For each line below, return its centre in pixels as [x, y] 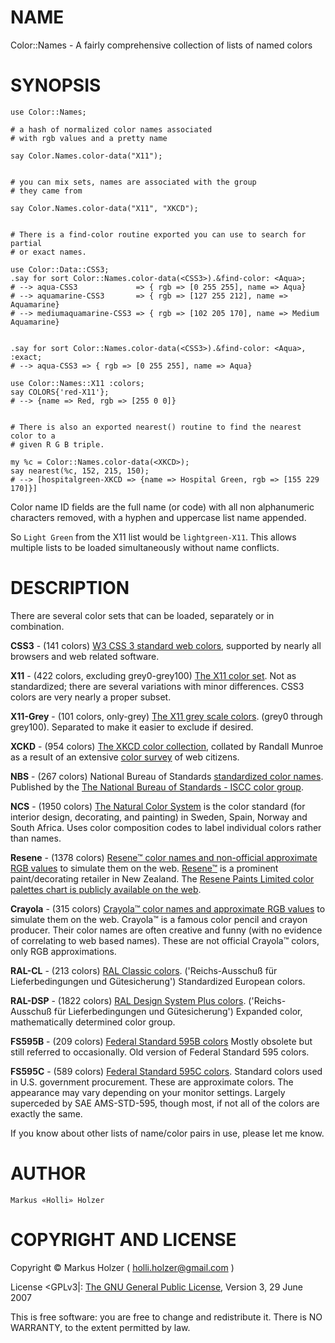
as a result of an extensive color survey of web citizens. [125, 757]
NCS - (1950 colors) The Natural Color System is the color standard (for [158, 806]
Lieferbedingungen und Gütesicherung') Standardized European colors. [158, 981]
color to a [33, 436]
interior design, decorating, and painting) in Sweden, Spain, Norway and [159, 817]
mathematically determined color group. [93, 1022]
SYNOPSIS [56, 85]
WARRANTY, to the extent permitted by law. [100, 1327]
